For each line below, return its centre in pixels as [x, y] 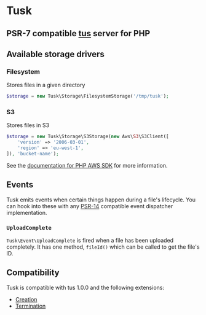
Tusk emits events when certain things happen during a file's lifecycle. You [101, 200]
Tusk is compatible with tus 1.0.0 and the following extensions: [85, 287]
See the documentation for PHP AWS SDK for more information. [87, 165]
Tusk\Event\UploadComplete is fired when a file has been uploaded [90, 241]
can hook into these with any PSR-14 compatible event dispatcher [90, 206]
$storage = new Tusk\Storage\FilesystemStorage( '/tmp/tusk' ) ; [88, 96]
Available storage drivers [55, 54]
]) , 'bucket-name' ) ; [33, 154]
